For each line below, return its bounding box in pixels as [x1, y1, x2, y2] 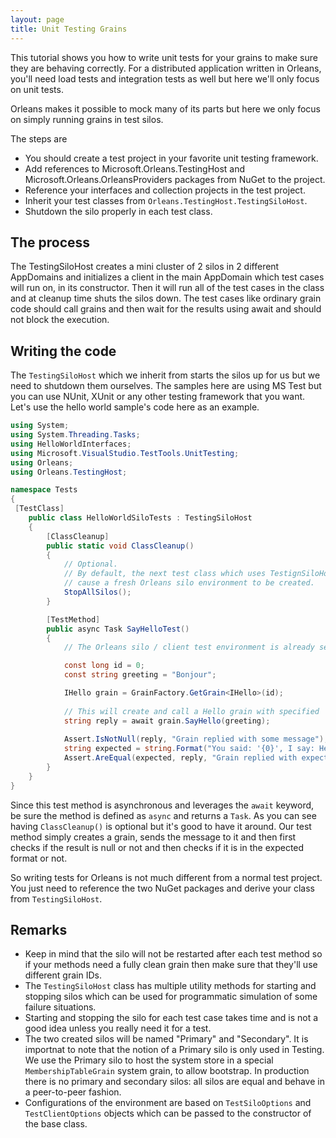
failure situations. [24, 1001, 97, 1013]
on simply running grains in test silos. [10, 113, 164, 125]
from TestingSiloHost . [10, 892, 103, 905]
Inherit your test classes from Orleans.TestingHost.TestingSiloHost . [24, 194, 308, 206]
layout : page [10, 14, 65, 25]
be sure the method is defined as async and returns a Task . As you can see [10, 809, 317, 821]
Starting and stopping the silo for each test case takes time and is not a [24, 1012, 319, 1024]
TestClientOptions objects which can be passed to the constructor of [24, 1107, 312, 1120]
